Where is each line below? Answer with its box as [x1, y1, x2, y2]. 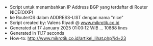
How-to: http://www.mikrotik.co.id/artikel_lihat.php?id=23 [9, 35, 127, 41]
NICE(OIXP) [9, 9, 33, 15]
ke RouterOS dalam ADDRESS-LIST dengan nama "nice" [9, 15, 124, 20]
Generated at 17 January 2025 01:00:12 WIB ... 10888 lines [9, 25, 127, 31]
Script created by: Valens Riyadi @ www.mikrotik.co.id [9, 20, 120, 25]
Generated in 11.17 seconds [9, 30, 65, 36]
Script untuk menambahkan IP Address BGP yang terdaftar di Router [9, 4, 148, 10]
